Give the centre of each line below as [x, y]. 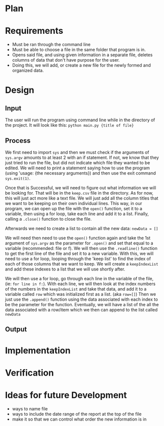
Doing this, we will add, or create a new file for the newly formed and [82, 65]
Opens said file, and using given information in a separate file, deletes [82, 55]
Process [18, 141]
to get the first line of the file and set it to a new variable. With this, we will [79, 253]
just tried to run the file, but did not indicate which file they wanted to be [78, 162]
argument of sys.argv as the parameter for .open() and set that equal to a [79, 243]
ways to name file [30, 408]
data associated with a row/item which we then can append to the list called [81, 310]
